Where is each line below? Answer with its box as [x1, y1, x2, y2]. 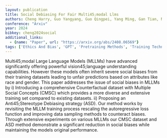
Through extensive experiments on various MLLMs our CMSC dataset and [5, 116, 157, 122]
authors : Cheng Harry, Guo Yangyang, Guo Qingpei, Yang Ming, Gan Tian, [5, 16, 159, 21]
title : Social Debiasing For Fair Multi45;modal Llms [5, 12, 119, 17]
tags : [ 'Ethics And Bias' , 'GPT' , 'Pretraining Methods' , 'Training [5, 44, 150, 49]
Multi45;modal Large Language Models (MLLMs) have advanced [5, 58, 138, 64]
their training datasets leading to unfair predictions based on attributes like [5, 74, 158, 80]
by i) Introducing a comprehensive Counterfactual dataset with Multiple [5, 84, 151, 90]
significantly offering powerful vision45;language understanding [5, 63, 137, 69]
